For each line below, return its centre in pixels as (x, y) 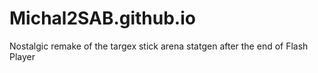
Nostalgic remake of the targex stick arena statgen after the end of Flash (159, 46)
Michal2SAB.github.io (102, 18)
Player (22, 56)
